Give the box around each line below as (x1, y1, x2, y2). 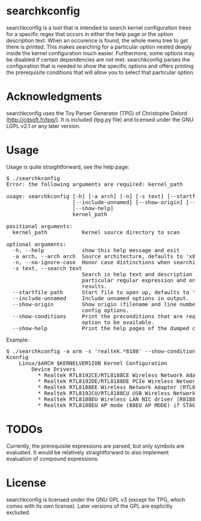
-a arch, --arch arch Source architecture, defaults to (12, 253, 184, 259)
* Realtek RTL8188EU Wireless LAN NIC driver (38, 396, 173, 403)
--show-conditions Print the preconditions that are (12, 313, 184, 319)
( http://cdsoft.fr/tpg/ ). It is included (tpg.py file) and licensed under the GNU (6, 116, 194, 123)
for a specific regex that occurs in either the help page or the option (6, 30, 173, 37)
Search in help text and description (81, 271, 193, 277)
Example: (6, 336, 29, 343)
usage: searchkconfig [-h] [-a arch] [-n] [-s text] (6, 193, 165, 199)
